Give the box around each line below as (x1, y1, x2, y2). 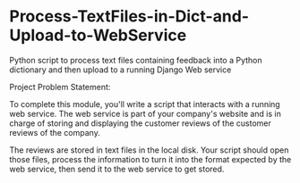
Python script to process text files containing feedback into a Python (9, 54, 262, 65)
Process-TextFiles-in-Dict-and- (9, 6, 249, 27)
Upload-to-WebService (9, 25, 187, 46)
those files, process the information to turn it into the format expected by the (9, 154, 292, 164)
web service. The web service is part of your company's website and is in (9, 108, 282, 119)
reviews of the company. (9, 127, 100, 137)
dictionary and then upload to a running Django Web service (9, 64, 232, 75)
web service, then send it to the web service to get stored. (9, 163, 225, 174)
